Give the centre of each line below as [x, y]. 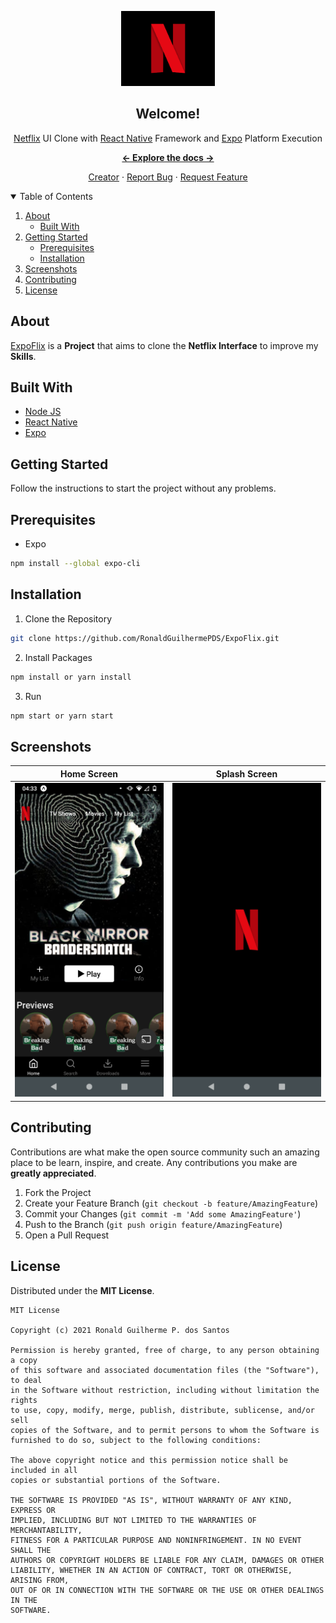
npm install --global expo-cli [75, 564]
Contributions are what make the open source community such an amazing [165, 1152]
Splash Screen [246, 773]
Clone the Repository [68, 618]
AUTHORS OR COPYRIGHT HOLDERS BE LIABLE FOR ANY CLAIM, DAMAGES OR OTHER [167, 1560]
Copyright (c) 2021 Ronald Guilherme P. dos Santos [120, 1330]
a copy [24, 1360]
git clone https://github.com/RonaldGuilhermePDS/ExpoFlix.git [145, 638]
